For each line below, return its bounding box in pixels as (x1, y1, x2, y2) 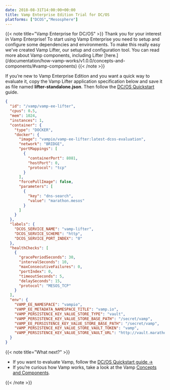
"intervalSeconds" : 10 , (18, 259, 69, 265)
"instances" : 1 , (10, 118, 44, 123)
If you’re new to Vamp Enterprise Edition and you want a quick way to (5, 73, 150, 79)
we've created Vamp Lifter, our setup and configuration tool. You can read (5, 47, 159, 53)
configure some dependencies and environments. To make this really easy (5, 42, 161, 48)
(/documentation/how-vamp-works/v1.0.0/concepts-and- (5, 58, 125, 64)
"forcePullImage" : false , (18, 179, 73, 184)
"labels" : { (10, 222, 35, 227)
